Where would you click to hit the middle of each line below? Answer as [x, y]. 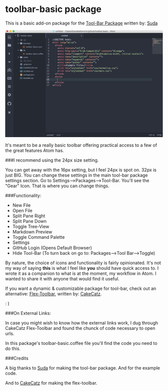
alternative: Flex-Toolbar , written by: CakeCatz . [53, 293]
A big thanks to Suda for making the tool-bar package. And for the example [83, 368]
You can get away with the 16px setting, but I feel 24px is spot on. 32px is [81, 170]
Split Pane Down [29, 221]
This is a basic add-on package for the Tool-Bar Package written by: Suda [81, 23]
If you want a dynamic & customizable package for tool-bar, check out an [81, 288]
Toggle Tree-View [31, 226]
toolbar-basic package [53, 9]
